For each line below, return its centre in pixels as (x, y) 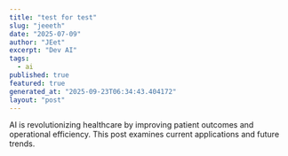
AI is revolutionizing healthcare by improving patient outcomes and (132, 125)
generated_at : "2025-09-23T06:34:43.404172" (93, 91)
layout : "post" (37, 100)
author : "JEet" (37, 42)
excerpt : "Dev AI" (43, 51)
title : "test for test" (53, 17)
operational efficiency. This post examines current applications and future (144, 135)
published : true (39, 75)
